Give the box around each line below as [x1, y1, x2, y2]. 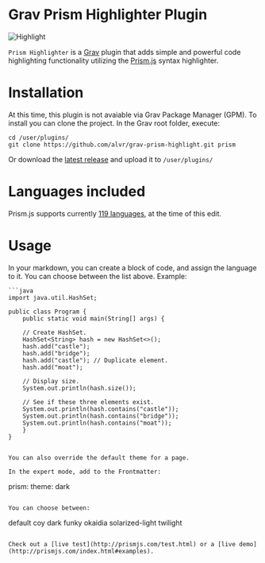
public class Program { [8, 308, 87, 316]
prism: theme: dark [8, 481, 71, 491]
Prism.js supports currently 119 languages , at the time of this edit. [8, 208, 222, 218]
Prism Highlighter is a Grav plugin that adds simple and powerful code [8, 47, 241, 56]
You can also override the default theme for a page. [8, 453, 190, 462]
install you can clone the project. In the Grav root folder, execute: [8, 118, 221, 128]
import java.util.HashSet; [8, 293, 98, 301]
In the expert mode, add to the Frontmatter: [8, 468, 161, 476]
